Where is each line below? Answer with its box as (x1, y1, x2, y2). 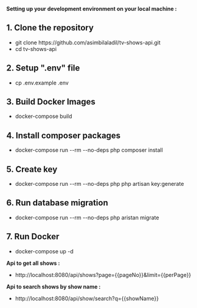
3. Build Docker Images (6, 97, 95, 107)
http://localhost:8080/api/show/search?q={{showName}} (15, 295, 159, 302)
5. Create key (6, 164, 58, 174)
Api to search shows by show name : (6, 282, 101, 290)
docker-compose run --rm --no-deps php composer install (15, 146, 163, 154)
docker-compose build (15, 112, 72, 120)
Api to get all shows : (6, 259, 60, 267)
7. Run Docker (6, 231, 60, 242)
